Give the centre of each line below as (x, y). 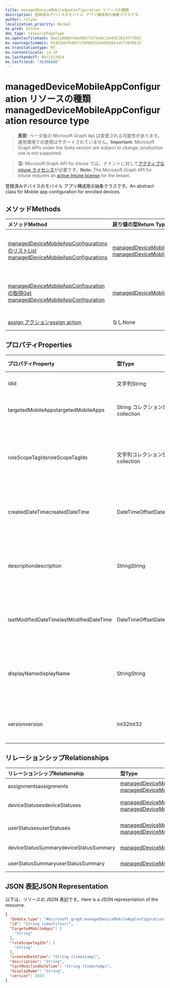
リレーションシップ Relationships (57, 758)
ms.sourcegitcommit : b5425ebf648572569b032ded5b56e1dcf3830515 (73, 43)
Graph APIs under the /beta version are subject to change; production (90, 148)
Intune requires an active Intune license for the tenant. (74, 176)
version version (25, 724)
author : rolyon (21, 19)
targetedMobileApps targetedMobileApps (56, 410)
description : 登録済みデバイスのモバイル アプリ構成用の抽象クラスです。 (74, 15)
